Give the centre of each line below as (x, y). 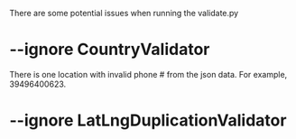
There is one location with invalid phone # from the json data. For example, (148, 74)
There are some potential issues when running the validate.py (124, 13)
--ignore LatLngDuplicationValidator (148, 120)
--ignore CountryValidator (110, 50)
